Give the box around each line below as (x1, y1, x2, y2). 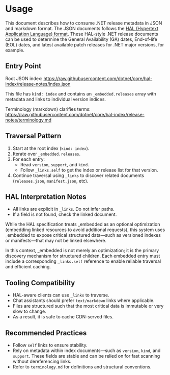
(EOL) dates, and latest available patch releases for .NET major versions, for (5, 41, 164, 47)
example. (5, 47, 24, 53)
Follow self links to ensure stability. (12, 342, 88, 348)
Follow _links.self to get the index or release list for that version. (20, 167, 159, 173)
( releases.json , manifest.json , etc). (12, 178, 89, 184)
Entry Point (5, 62, 42, 70)
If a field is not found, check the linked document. (12, 211, 117, 217)
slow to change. (12, 308, 47, 314)
